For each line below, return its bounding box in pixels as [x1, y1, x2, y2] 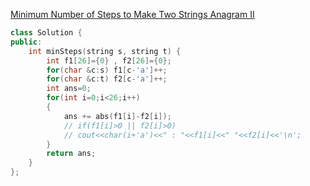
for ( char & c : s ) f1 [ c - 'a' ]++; [46, 65, 168, 75]
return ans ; [46, 149, 97, 159]
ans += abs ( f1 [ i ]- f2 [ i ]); [63, 111, 172, 121]
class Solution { [10, 28, 83, 38]
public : [10, 37, 43, 47]
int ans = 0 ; [46, 84, 92, 94]
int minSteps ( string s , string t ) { [28, 46, 182, 56]
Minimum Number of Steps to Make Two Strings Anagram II [10, 9, 255, 20]
